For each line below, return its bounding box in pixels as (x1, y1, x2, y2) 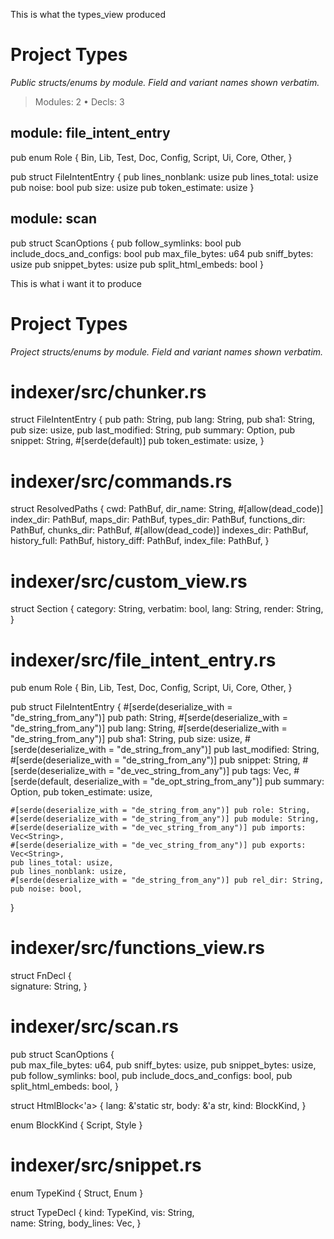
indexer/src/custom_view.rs (10, 570, 248, 593)
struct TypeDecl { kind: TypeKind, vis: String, (10, 1207, 195, 1219)
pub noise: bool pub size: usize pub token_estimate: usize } (10, 181, 255, 193)
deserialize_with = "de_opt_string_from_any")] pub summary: (73, 775, 325, 788)
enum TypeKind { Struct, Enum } (10, 1187, 144, 1199)
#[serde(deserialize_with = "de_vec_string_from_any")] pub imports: (10, 823, 307, 833)
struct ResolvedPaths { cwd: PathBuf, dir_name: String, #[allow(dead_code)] (10, 503, 324, 515)
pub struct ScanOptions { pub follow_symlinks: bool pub (10, 237, 242, 249)
